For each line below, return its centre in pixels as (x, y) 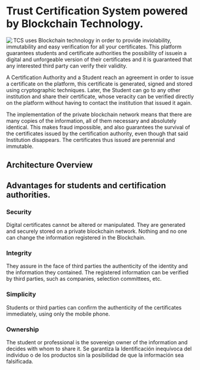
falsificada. (20, 361)
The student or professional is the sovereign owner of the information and (97, 342)
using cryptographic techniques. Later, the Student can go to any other (93, 90)
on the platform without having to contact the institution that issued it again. (99, 102)
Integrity (19, 253)
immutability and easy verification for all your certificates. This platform (94, 47)
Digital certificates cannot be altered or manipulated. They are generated (96, 225)
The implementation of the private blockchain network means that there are (99, 114)
